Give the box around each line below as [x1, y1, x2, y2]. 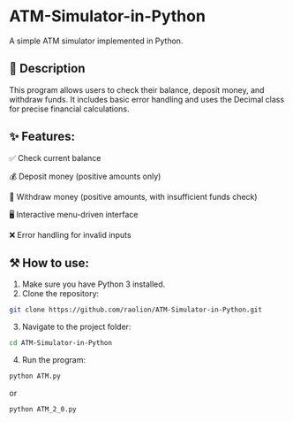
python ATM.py [9, 372, 62, 381]
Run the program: [21, 355, 86, 365]
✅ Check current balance [9, 152, 101, 163]
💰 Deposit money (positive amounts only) [9, 171, 162, 181]
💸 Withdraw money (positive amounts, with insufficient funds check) [9, 191, 258, 202]
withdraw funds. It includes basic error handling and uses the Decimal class [9, 94, 285, 104]
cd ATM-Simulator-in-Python [9, 339, 113, 348]
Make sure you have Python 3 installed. [21, 279, 166, 289]
